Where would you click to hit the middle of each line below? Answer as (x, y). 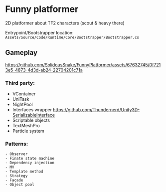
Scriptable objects (31, 120)
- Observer (16, 154)
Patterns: (17, 144)
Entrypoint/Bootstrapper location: (39, 32)
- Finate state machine (30, 159)
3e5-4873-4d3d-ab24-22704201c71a (44, 70)
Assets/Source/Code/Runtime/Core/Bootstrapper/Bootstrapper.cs (72, 37)
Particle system (28, 131)
